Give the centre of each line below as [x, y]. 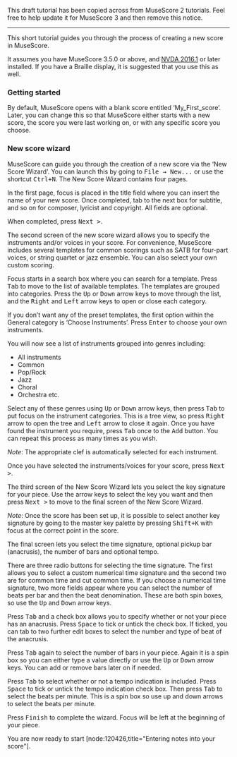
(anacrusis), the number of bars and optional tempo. [83, 551]
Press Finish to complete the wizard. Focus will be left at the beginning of [116, 717]
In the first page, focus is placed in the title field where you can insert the [114, 193]
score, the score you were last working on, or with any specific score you [114, 123]
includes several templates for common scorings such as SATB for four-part [118, 250]
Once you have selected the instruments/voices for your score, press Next [116, 466]
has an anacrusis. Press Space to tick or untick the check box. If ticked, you [117, 624]
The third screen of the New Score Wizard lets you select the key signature [116, 487]
